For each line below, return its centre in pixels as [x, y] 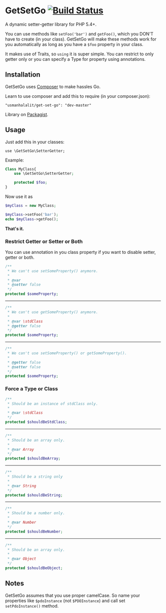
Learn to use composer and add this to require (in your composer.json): [78, 96]
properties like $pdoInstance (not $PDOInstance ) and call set [65, 601]
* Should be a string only [35, 477]
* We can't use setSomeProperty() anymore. [53, 271]
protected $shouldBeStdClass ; [36, 422]
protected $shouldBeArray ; [33, 459]
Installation [23, 75]
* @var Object [22, 559]
